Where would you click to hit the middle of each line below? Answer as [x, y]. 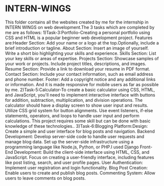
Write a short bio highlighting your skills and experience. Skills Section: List [81, 53]
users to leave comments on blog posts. [46, 178]
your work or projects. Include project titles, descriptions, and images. [76, 64]
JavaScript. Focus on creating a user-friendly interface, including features [80, 157]
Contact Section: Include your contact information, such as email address [79, 74]
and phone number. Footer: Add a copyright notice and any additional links [80, 79]
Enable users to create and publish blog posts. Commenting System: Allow [80, 173]
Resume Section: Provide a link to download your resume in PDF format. [78, 69]
